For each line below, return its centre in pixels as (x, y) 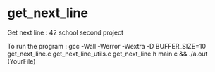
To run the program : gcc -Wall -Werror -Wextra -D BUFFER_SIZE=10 (107, 46)
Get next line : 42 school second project (65, 32)
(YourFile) (21, 61)
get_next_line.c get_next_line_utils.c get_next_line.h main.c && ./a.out (107, 54)
